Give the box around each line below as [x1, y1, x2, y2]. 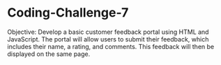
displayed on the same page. [7, 50, 91, 58]
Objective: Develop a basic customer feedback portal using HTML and [7, 28, 209, 36]
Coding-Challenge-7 [7, 5, 129, 21]
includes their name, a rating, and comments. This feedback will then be [7, 42, 215, 50]
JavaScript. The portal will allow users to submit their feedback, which [7, 35, 209, 43]
